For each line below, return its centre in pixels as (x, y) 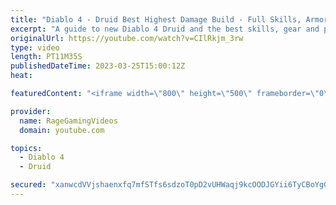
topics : (26, 148)
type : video (35, 47)
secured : (28, 185)
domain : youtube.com (62, 130)
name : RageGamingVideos (68, 121)
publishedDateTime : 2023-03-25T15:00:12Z (98, 66)
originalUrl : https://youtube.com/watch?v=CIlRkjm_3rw (127, 38)
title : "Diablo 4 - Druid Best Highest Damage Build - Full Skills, (156, 19)
